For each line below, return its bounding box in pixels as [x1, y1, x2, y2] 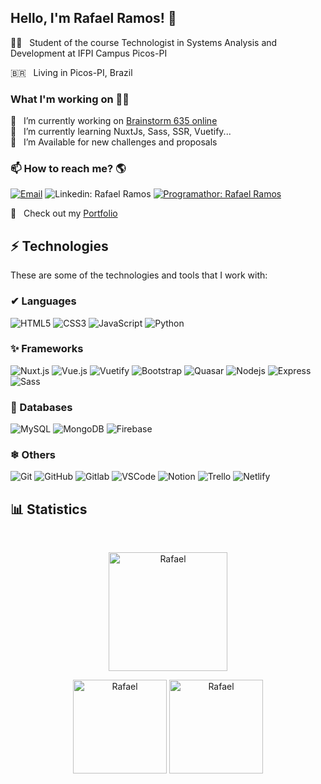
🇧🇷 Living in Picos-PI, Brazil [10, 66, 133, 78]
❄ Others [10, 448, 56, 462]
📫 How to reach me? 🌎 [10, 162, 127, 176]
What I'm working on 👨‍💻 [10, 92, 130, 106]
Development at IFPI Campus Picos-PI [10, 47, 168, 59]
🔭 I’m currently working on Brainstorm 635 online [10, 115, 218, 127]
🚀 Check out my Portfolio [10, 207, 118, 220]
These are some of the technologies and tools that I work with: [10, 269, 268, 281]
